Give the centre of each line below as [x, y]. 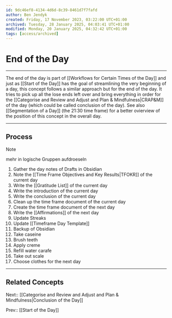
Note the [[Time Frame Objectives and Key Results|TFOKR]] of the [83, 174]
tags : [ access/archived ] [32, 34]
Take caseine [27, 234]
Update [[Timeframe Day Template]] [51, 223]
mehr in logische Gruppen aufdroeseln [46, 159]
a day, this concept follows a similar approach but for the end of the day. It [84, 89]
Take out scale [29, 256]
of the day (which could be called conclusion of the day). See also [75, 105]
